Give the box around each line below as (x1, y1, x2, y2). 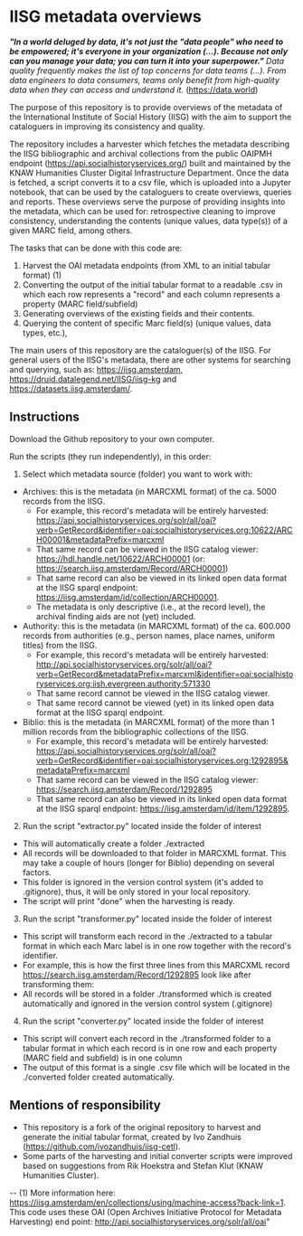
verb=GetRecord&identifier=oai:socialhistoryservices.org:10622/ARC (35, 524, 293, 535)
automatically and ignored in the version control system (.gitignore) (22, 997, 273, 1009)
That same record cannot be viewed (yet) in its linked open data (35, 697, 274, 708)
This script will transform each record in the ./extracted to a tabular (22, 930, 273, 941)
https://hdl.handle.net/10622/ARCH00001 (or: (35, 553, 205, 564)
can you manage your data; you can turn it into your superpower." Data (9, 55, 285, 66)
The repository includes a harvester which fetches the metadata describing (9, 138, 290, 149)
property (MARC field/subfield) (22, 298, 138, 309)
